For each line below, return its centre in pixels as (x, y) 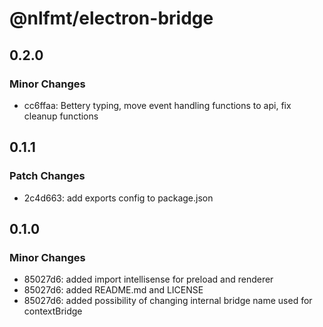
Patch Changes (47, 176)
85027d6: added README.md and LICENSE (113, 290)
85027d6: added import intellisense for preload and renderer (148, 279)
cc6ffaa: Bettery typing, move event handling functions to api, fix (157, 105)
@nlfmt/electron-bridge (111, 18)
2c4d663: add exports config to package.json (118, 198)
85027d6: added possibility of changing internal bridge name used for (168, 301)
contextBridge (53, 311)
